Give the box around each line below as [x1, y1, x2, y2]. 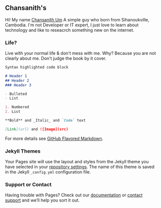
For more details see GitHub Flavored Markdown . [5, 136, 104, 141]
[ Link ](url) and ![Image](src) [5, 126, 69, 132]
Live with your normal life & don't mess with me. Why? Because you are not [5, 51, 156, 56]
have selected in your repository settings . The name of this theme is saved [5, 164, 155, 170]
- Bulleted [5, 91, 27, 96]
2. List [5, 109, 21, 114]
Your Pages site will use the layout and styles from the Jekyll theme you [5, 159, 149, 165]
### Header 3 [5, 83, 32, 87]
